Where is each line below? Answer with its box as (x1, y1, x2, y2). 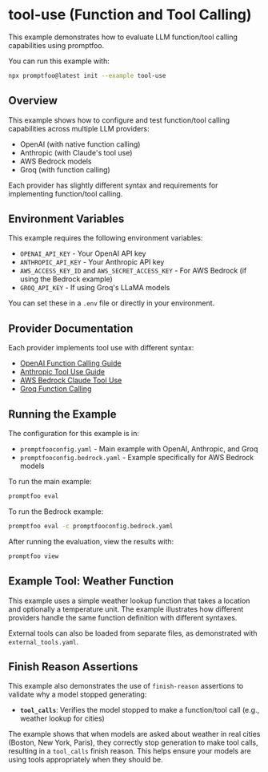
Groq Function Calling (19, 384, 92, 394)
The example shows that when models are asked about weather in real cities (8, 730, 261, 739)
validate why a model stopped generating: (8, 689, 147, 699)
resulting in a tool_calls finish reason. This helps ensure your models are (8, 746, 251, 756)
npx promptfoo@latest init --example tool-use (8, 71, 166, 79)
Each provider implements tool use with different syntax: (8, 343, 194, 353)
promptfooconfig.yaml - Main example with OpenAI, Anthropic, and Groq (19, 444, 258, 454)
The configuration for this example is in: (8, 429, 140, 439)
